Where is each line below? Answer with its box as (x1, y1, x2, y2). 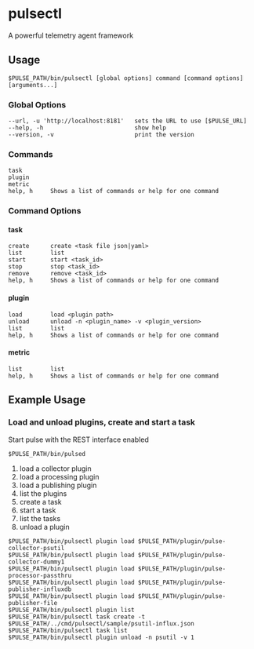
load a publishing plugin (19, 480, 97, 490)
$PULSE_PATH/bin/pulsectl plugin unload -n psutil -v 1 (8, 633, 194, 641)
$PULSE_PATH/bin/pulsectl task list (8, 626, 128, 634)
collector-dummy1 (8, 558, 65, 566)
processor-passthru (8, 571, 72, 579)
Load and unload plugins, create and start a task (8, 417, 196, 428)
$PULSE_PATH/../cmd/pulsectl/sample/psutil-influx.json (8, 619, 194, 628)
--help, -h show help (8, 124, 167, 132)
